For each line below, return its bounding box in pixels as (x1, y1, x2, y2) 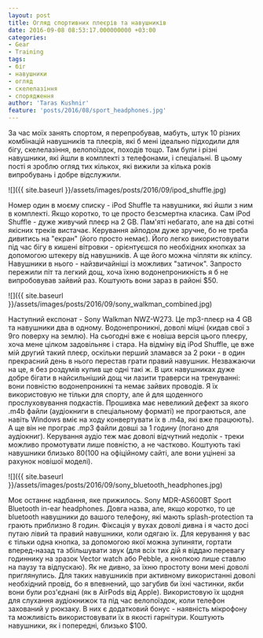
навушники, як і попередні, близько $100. (8, 621, 148, 630)
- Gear (8, 41, 30, 49)
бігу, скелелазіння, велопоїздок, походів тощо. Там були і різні (8, 145, 217, 154)
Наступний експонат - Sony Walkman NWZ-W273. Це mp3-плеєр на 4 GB (8, 315, 253, 323)
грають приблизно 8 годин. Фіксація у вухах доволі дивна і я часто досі (8, 521, 249, 529)
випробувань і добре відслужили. (8, 170, 122, 179)
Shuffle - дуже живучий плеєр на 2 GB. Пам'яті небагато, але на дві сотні (8, 217, 254, 227)
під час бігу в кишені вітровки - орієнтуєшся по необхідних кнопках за (8, 242, 246, 252)
